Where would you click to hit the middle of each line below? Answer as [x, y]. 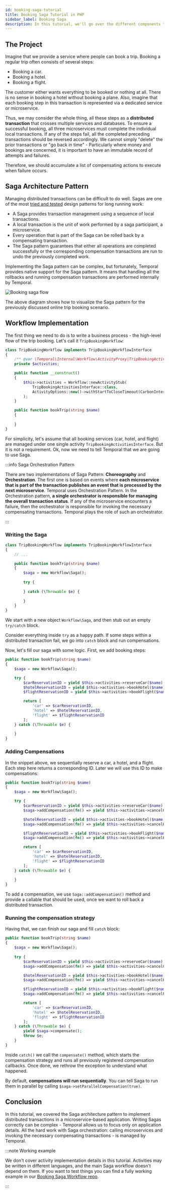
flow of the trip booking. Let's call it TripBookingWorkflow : [65, 340]
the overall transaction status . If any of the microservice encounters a [78, 501]
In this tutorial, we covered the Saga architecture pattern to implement [78, 1114]
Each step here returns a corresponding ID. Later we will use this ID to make [84, 768]
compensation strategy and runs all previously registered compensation [80, 1060]
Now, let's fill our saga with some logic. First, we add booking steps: [76, 650]
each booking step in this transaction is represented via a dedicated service [84, 103]
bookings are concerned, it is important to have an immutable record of [79, 150]
